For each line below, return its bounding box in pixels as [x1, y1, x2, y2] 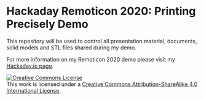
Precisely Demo [6, 17, 88, 31]
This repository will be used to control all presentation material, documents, [6, 37, 198, 45]
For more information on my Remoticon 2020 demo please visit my [6, 55, 175, 63]
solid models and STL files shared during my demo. [6, 44, 137, 51]
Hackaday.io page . [6, 62, 54, 70]
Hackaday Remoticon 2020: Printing [6, 4, 196, 18]
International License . [6, 87, 61, 94]
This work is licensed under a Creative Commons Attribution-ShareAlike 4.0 [6, 80, 198, 88]
